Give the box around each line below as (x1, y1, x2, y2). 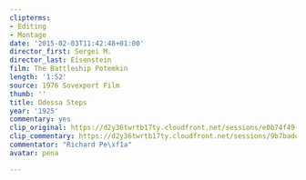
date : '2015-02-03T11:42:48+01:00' (9, 38, 145, 48)
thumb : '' (9, 89, 47, 98)
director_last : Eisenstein (9, 55, 112, 65)
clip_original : (9, 124, 67, 133)
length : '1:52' (9, 73, 67, 82)
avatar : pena (9, 148, 59, 157)
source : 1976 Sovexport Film (9, 81, 120, 90)
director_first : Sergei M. (9, 47, 112, 56)
